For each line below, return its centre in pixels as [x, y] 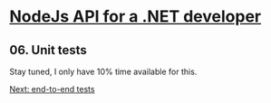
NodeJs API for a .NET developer [135, 17]
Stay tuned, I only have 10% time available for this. [103, 71]
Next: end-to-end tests [52, 89]
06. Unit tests [48, 50]
